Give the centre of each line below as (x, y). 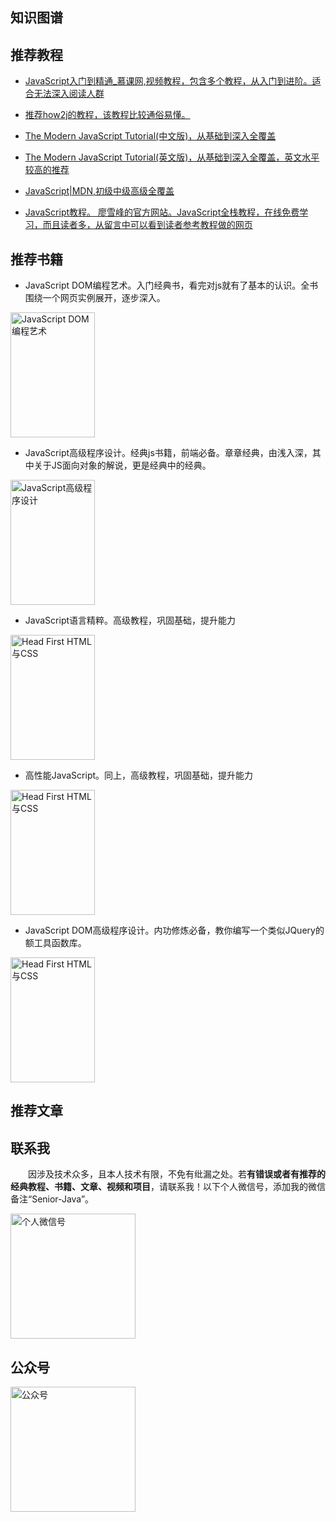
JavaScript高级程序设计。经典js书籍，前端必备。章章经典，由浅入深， (168, 453)
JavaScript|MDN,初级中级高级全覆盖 (99, 191)
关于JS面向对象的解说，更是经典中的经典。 (122, 465)
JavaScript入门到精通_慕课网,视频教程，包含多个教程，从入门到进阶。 (168, 81)
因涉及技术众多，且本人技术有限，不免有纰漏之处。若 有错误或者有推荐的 (176, 1174)
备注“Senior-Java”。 (52, 1199)
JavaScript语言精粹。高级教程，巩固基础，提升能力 (130, 620)
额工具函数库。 (55, 943)
